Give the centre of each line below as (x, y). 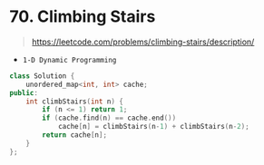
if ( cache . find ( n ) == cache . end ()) (109, 118)
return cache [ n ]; (74, 135)
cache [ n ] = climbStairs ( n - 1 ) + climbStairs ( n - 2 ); (153, 127)
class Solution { (42, 76)
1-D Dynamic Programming (69, 60)
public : (24, 92)
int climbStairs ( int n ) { (75, 102)
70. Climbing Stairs (83, 17)
